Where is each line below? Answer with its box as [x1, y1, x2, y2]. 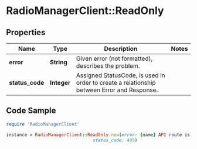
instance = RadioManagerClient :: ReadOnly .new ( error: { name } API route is [6, 131, 191, 138]
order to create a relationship [76, 79, 157, 86]
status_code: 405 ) [93, 137, 138, 143]
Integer [49, 79, 71, 86]
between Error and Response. [76, 86, 158, 94]
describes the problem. [76, 62, 140, 70]
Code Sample [6, 106, 56, 116]
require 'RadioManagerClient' [6, 121, 80, 127]
